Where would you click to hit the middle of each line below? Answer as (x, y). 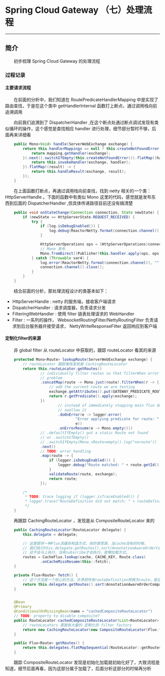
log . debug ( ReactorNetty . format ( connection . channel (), (105, 231)
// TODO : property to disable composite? (57, 616)
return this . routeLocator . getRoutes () (62, 369)
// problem (51, 378)
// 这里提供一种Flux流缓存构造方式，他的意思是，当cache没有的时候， (85, 543)
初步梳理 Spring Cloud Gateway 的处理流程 (57, 61)
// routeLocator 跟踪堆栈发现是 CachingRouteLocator (75, 364)
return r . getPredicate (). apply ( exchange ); (93, 396)
